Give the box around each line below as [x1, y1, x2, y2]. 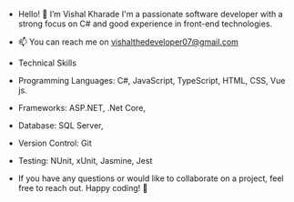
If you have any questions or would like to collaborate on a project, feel [17, 173, 284, 184]
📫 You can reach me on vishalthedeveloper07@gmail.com [17, 36, 239, 47]
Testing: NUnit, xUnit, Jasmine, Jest [17, 156, 153, 166]
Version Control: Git [17, 137, 93, 148]
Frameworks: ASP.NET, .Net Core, [17, 103, 146, 113]
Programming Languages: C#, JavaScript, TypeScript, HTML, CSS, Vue [17, 76, 286, 86]
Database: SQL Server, [17, 120, 104, 131]
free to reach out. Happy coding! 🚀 [17, 183, 148, 193]
